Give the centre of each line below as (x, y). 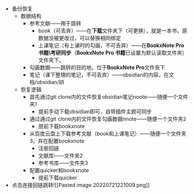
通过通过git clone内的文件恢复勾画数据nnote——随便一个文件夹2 (108, 119)
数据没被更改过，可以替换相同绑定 (80, 38)
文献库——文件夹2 (60, 155)
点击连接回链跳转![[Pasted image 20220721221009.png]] (81, 185)
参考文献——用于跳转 (55, 23)
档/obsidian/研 (47, 82)
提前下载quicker (58, 178)
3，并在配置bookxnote (57, 141)
